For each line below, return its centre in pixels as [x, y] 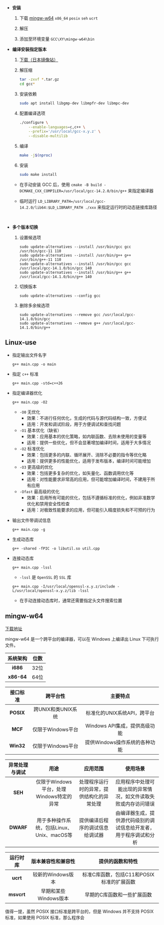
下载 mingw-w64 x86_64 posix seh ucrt [59, 18]
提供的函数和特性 [118, 861]
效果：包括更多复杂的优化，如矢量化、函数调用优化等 [80, 473]
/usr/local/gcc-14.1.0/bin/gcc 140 [55, 268]
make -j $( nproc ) [36, 155]
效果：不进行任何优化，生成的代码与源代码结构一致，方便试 [87, 418]
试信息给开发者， [135, 828]
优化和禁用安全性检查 [48, 503]
